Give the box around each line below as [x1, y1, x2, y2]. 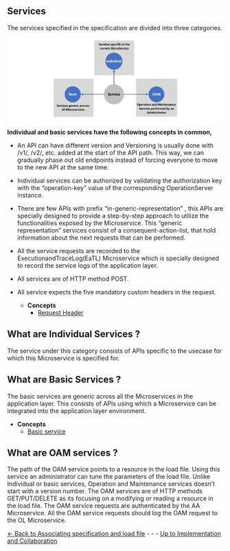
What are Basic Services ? [7, 374, 122, 386]
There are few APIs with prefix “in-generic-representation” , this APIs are [16, 204, 224, 212]
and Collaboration [7, 537, 58, 545]
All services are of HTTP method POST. [16, 274, 129, 283]
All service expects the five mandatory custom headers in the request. [16, 288, 216, 296]
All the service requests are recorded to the [16, 246, 141, 255]
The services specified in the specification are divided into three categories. [7, 23, 223, 32]
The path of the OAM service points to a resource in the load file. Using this [7, 465, 221, 473]
